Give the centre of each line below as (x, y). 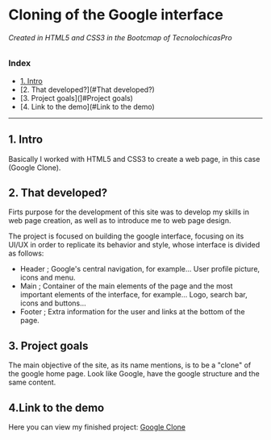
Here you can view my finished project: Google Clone (97, 427)
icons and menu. (48, 278)
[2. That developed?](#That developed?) (87, 89)
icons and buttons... (53, 303)
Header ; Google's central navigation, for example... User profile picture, (140, 269)
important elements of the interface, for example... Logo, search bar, (133, 295)
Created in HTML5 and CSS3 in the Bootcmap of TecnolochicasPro (120, 37)
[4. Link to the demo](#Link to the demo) (87, 106)
